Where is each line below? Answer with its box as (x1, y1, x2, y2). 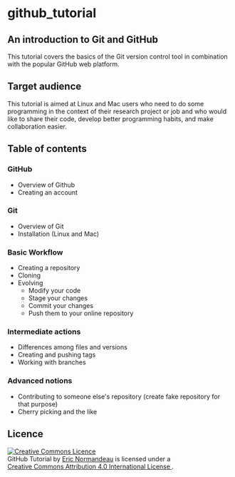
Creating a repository (17, 264, 80, 272)
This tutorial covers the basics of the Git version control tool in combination (7, 52, 228, 61)
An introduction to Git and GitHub (7, 34, 159, 46)
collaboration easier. (7, 122, 68, 130)
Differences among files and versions (17, 343, 128, 352)
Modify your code (28, 287, 81, 295)
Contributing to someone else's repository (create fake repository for (17, 392, 221, 401)
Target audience (7, 81, 82, 93)
